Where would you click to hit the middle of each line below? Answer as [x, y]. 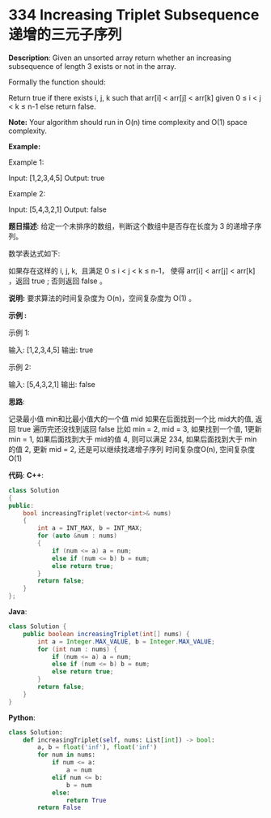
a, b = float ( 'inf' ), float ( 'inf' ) [97, 747]
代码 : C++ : [26, 475]
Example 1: [26, 162]
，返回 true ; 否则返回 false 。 [57, 281]
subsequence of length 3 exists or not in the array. [92, 66]
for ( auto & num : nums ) [77, 536]
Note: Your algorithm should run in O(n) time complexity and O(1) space [128, 122]
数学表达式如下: [34, 253]
